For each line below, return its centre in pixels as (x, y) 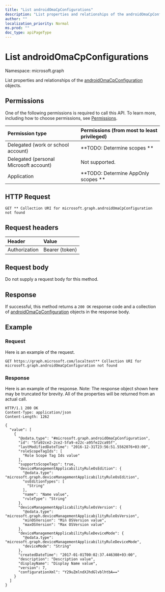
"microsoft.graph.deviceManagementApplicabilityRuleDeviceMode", (73, 542)
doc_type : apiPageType (28, 33)
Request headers (32, 227)
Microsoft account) (30, 165)
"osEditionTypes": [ (44, 481)
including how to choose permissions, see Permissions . (61, 118)
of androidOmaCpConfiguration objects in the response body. (68, 312)
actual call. (16, 399)
